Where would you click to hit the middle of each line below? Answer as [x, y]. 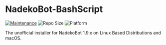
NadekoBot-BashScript [54, 9]
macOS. [13, 38]
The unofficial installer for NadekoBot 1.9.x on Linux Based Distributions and [83, 32]
